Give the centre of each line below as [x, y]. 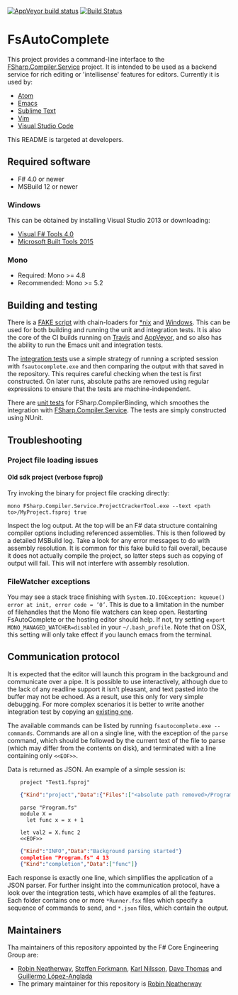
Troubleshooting [45, 440]
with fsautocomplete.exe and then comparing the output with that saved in [116, 366]
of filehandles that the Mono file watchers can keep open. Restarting [107, 612]
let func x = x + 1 [55, 820]
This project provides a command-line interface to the [86, 59]
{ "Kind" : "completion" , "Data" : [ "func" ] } [79, 864]
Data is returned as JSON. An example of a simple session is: [97, 769]
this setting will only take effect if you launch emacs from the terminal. [110, 634]
